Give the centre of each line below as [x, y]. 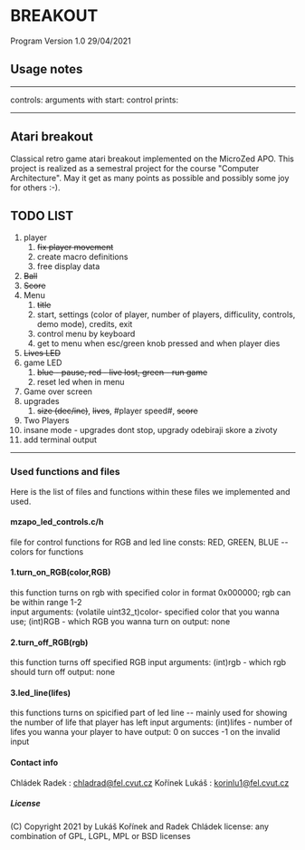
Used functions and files [65, 472]
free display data [68, 266]
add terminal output [60, 439]
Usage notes [47, 69]
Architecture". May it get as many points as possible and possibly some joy [150, 178]
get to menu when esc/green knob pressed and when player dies [158, 343]
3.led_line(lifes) [41, 692]
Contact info [34, 763]
